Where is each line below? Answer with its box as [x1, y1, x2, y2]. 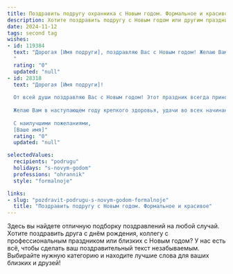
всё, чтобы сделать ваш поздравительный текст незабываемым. [7, 244, 200, 252]
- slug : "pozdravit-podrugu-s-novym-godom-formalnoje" [7, 196, 169, 203]
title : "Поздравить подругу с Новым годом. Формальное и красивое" [13, 203, 213, 210]
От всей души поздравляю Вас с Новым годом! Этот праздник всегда [13, 94, 209, 101]
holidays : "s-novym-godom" [13, 164, 92, 171]
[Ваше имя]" [13, 126, 49, 133]
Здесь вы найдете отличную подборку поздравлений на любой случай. [7, 222, 220, 230]
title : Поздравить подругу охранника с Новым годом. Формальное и [7, 10, 203, 17]
